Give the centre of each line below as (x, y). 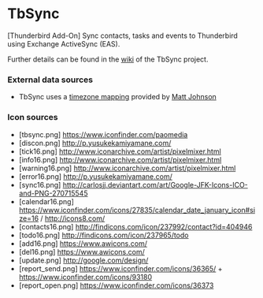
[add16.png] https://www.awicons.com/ (83, 243)
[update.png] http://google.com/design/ (83, 260)
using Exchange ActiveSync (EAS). (64, 43)
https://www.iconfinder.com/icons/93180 (85, 277)
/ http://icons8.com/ (73, 218)
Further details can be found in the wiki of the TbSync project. (108, 59)
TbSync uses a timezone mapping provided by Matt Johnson (118, 97)
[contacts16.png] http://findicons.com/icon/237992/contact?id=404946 (135, 226)
